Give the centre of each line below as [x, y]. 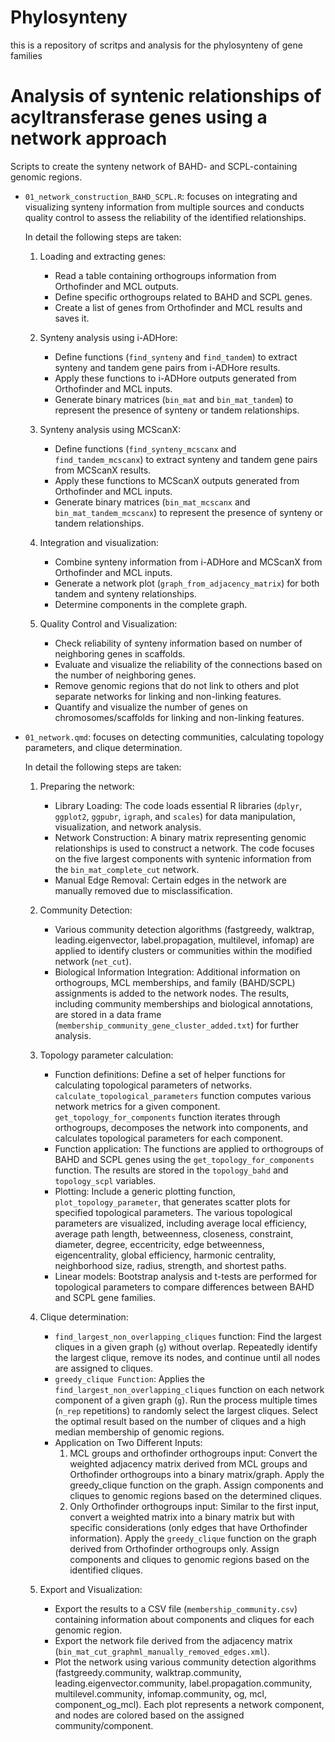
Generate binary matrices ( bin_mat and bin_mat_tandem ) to [174, 399]
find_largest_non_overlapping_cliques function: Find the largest [188, 1336]
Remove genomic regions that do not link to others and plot [176, 685]
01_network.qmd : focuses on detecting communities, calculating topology [174, 737]
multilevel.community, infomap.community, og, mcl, [161, 1693]
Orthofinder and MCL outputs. [116, 286]
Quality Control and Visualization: [108, 623]
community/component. [104, 1725]
